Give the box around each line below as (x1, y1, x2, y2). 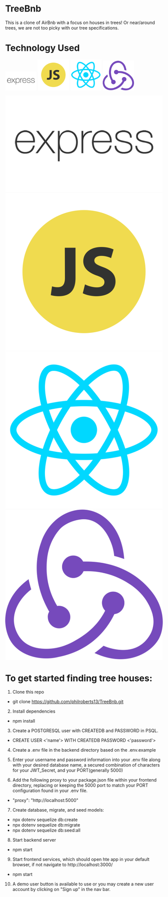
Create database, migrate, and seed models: (12, 807, 104, 813)
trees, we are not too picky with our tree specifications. (5, 24, 119, 30)
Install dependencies (12, 708, 56, 715)
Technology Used (5, 42, 80, 54)
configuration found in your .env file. (12, 788, 88, 794)
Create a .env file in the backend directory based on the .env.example (12, 747, 156, 753)
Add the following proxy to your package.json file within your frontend (12, 777, 157, 783)
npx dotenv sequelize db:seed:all (12, 828, 81, 834)
